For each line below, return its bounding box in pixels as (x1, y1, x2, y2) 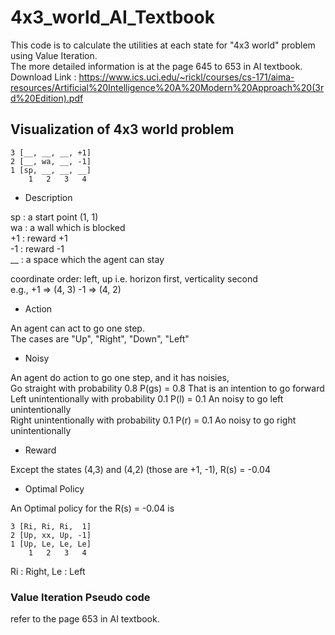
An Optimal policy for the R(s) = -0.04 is (10, 502, 175, 514)
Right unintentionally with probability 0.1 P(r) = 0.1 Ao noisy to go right (10, 414, 297, 426)
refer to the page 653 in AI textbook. (10, 613, 160, 625)
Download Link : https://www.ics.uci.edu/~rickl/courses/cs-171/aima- (10, 71, 295, 83)
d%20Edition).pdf (10, 92, 84, 104)
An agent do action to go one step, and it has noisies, (10, 371, 230, 383)
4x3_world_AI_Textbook (10, 6, 215, 29)
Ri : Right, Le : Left (10, 565, 86, 577)
